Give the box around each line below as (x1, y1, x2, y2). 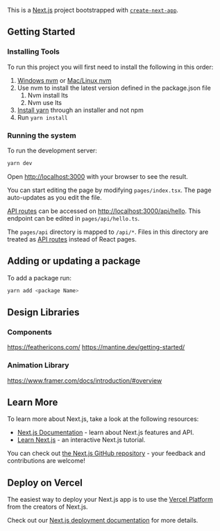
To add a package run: (7, 274, 71, 282)
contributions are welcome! (7, 457, 85, 465)
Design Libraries (7, 306, 80, 318)
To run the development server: (7, 146, 97, 154)
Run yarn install (17, 113, 68, 121)
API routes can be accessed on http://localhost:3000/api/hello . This (7, 207, 201, 215)
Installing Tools (7, 47, 60, 56)
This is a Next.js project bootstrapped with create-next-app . (7, 6, 179, 14)
